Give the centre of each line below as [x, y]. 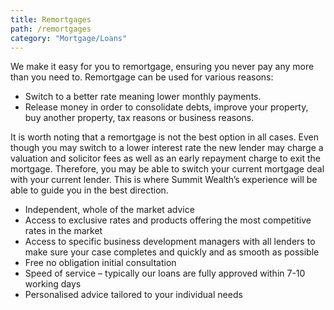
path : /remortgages [51, 29]
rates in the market [63, 231]
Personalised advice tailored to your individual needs [133, 295]
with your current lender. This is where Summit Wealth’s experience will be [164, 180]
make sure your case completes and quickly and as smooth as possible [172, 252]
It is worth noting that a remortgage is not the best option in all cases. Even [165, 137]
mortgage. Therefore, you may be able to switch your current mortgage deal [167, 169]
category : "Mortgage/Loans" [69, 38]
